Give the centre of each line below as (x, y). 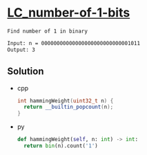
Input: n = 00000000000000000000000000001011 (73, 43)
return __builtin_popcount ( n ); (69, 107)
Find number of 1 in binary (48, 31)
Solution (26, 72)
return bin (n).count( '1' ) (61, 146)
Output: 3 (21, 50)
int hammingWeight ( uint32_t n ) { (65, 101)
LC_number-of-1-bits (69, 13)
